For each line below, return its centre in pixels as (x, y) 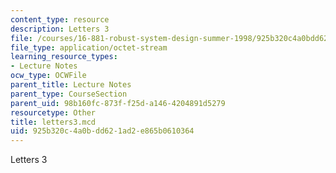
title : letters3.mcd (53, 122)
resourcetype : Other (53, 112)
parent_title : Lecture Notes (71, 85)
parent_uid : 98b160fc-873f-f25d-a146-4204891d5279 (118, 103)
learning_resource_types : (64, 57)
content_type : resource (60, 19)
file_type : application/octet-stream (89, 47)
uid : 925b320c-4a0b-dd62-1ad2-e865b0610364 (102, 131)
